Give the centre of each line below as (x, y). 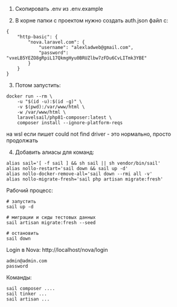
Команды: (19, 277)
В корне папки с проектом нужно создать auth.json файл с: (92, 20)
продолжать (22, 140)
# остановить (23, 233)
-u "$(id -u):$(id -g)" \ (50, 102)
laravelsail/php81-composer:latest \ (65, 117)
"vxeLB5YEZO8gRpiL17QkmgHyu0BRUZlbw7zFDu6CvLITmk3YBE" (77, 58)
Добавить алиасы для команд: (55, 152)
